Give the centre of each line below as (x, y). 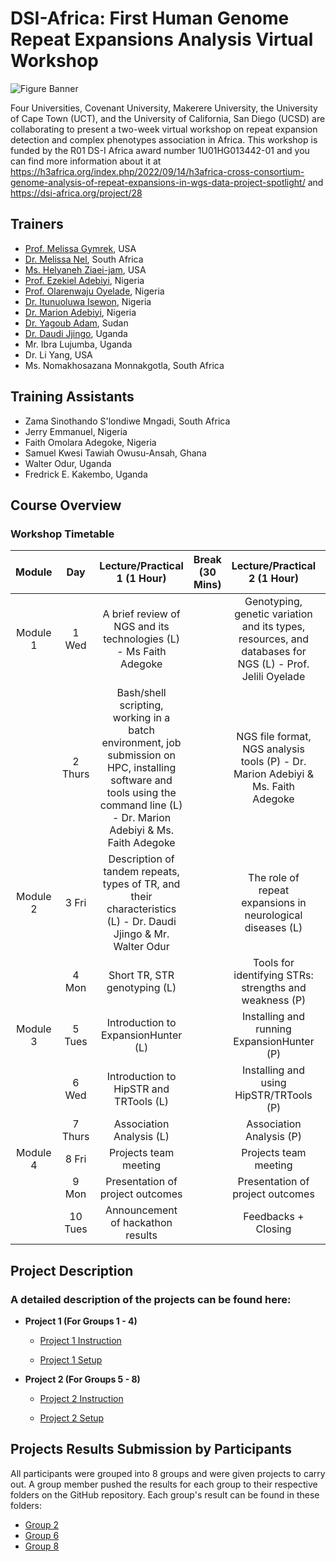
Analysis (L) (141, 1137)
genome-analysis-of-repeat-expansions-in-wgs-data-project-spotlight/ (158, 182)
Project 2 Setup (72, 1418)
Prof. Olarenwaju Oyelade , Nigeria (94, 291)
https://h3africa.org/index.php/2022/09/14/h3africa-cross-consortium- (157, 171)
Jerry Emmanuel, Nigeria (76, 431)
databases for (274, 652)
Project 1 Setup (71, 1359)
